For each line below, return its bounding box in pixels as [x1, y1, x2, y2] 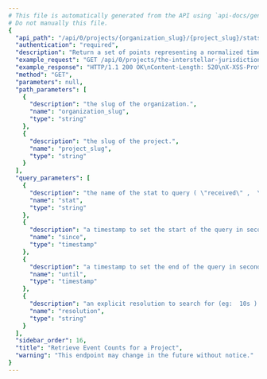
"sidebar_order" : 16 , [15, 337, 87, 345]
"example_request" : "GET [15, 56, 98, 64]
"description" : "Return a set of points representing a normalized [15, 48, 244, 56]
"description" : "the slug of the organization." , [29, 100, 197, 108]
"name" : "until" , [29, 270, 87, 278]
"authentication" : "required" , [15, 41, 119, 49]
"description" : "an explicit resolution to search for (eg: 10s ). [29, 300, 261, 307]
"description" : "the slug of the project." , [29, 137, 180, 145]
